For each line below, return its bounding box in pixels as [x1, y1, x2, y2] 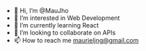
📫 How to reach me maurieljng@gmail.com [13, 37, 139, 44]
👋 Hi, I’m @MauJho [13, 7, 69, 14]
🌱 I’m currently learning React [13, 21, 99, 29]
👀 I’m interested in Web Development [13, 14, 120, 22]
